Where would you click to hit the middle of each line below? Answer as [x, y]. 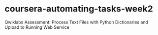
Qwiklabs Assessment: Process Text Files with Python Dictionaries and [77, 22]
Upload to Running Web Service [37, 27]
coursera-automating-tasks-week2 [79, 9]
